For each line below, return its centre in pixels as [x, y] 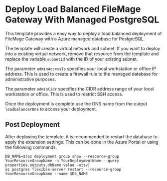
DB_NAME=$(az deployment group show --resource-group [62, 156]
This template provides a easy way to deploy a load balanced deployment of [83, 33]
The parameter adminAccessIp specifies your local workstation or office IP [81, 69]
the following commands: [31, 147]
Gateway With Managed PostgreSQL [82, 20]
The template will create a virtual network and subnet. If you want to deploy [83, 48]
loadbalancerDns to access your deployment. [51, 109]
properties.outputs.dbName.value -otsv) [48, 165]
